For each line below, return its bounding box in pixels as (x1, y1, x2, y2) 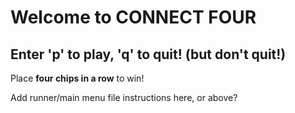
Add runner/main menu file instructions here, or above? (10, 92, 238, 103)
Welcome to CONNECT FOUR (10, 6, 257, 29)
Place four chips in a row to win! (10, 72, 145, 84)
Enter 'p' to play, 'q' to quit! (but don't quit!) (10, 46, 287, 63)
